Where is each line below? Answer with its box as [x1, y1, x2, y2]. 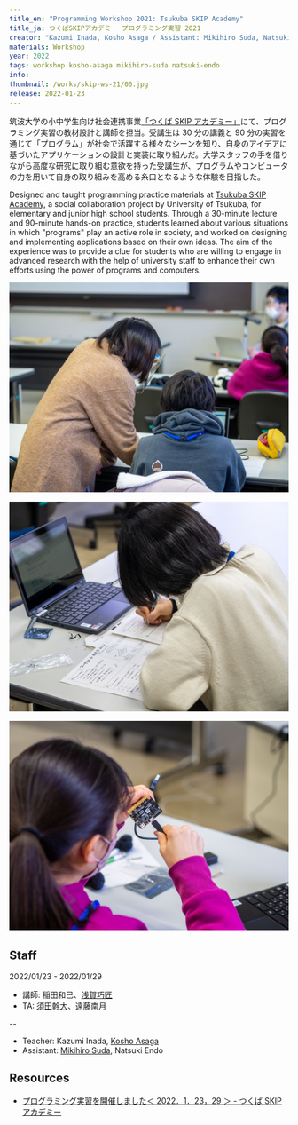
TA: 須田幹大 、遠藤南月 [21, 1000, 107, 1011]
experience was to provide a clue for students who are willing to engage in [9, 245, 282, 257]
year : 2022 [9, 51, 50, 61]
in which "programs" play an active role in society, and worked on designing [9, 226, 288, 237]
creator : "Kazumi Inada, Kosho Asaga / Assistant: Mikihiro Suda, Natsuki [9, 33, 292, 42]
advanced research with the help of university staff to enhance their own [9, 255, 275, 265]
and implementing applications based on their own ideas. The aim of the [9, 236, 273, 247]
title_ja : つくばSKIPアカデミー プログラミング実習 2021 [9, 23, 201, 33]
